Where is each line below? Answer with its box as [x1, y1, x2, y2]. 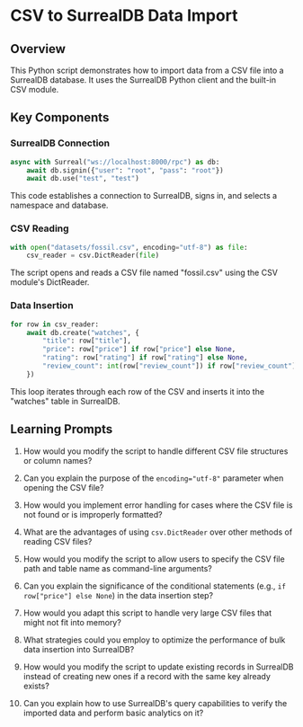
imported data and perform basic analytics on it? [22, 707, 204, 718]
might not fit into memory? [22, 616, 122, 627]
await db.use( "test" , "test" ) [26, 174, 140, 183]
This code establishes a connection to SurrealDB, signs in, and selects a [10, 191, 278, 201]
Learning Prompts [10, 421, 113, 437]
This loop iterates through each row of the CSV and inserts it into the [10, 386, 264, 396]
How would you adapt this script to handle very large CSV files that [22, 607, 272, 618]
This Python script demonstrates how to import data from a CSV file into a [10, 65, 284, 75]
